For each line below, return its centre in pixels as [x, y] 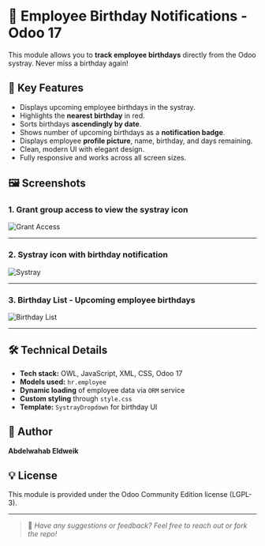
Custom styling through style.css [76, 398]
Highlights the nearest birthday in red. [82, 115]
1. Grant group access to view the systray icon [98, 210]
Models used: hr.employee [63, 382]
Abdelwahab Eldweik [43, 450]
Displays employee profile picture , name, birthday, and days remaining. [136, 141]
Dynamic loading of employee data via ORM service [102, 390]
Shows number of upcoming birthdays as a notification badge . [122, 132]
